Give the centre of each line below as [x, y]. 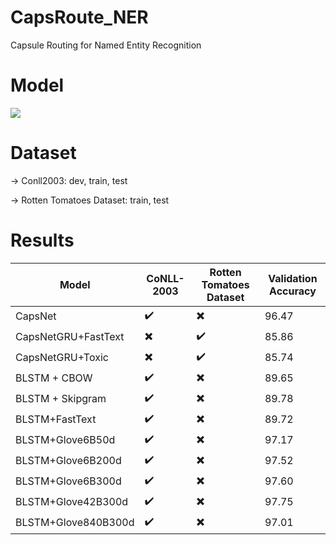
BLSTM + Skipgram [61, 399]
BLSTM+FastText [56, 419]
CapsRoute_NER [79, 17]
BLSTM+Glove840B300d [75, 523]
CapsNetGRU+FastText [70, 337]
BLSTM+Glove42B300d [72, 502]
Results [42, 240]
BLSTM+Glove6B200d [68, 461]
